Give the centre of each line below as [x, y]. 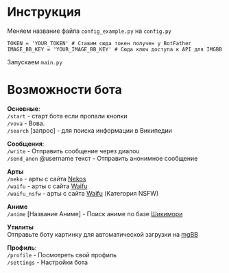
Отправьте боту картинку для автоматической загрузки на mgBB [103, 234]
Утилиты [21, 227]
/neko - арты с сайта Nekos [47, 179]
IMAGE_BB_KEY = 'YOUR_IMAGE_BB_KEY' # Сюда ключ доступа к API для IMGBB [115, 49]
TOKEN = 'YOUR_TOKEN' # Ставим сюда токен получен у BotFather [99, 43]
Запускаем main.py [35, 62]
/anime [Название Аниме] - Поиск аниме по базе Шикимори [95, 213]
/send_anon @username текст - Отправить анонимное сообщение [103, 158]
